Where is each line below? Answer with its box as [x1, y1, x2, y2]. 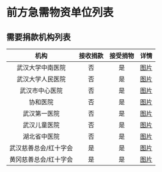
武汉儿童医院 [22, 121, 60, 129]
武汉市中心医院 [19, 86, 63, 95]
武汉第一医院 [22, 110, 60, 118]
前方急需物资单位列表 [6, 6, 114, 20]
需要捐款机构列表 [6, 32, 71, 42]
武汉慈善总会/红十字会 [9, 144, 73, 152]
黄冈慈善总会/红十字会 [9, 155, 73, 163]
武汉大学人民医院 [16, 75, 66, 83]
